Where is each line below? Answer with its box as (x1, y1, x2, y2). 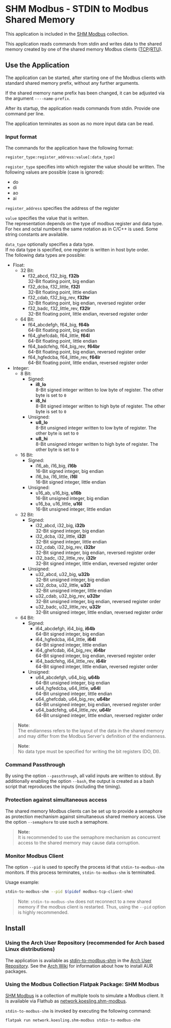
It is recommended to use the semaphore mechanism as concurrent (17, 834, 161, 840)
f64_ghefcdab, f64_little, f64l (28, 332, 90, 339)
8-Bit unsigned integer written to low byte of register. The (35, 425, 157, 431)
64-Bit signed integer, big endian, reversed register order (35, 653, 156, 659)
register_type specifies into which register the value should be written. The (5, 164, 165, 170)
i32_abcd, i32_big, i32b (35, 522, 85, 529)
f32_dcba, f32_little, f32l (28, 284, 80, 290)
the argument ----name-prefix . (5, 95, 70, 101)
